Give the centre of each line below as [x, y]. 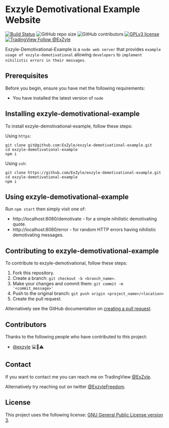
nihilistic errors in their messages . [45, 60]
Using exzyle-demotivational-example [67, 197]
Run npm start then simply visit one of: [45, 209]
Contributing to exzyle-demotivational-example [82, 251]
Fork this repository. [33, 273]
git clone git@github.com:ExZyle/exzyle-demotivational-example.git [79, 145]
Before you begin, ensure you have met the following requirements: [75, 88]
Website [23, 20]
